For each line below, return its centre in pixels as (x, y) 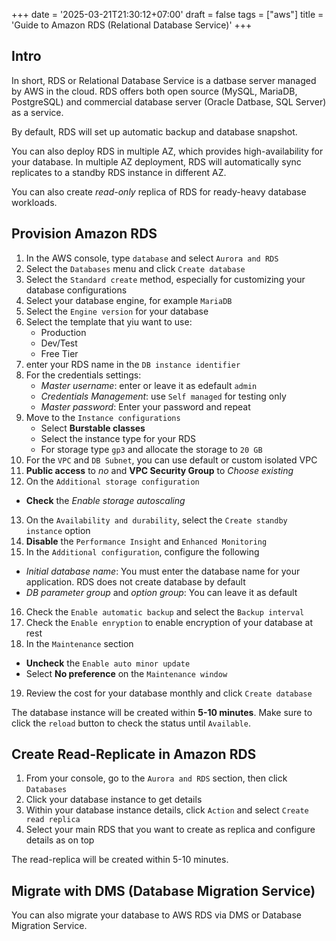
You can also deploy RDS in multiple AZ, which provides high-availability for (167, 151)
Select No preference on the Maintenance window (126, 673)
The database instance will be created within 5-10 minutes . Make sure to (162, 712)
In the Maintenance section (79, 643)
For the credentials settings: (83, 375)
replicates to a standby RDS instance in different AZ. (119, 172)
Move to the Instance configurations (103, 417)
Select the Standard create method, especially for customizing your (165, 279)
